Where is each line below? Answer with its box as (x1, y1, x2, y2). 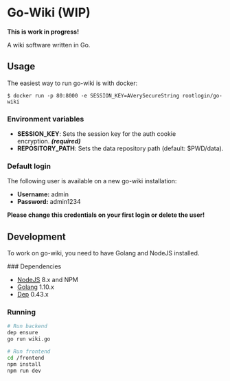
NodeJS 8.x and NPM (16, 276, 79, 284)
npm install (7, 360, 41, 368)
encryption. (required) (16, 137, 81, 146)
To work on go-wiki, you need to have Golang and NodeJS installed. (7, 249, 200, 257)
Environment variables (7, 114, 84, 124)
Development (7, 231, 67, 242)
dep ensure (7, 330, 38, 336)
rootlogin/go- (182, 92, 223, 99)
